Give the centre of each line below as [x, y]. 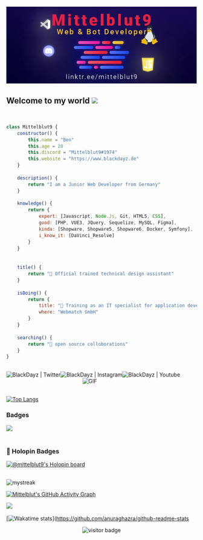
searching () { [35, 337]
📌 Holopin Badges [33, 451]
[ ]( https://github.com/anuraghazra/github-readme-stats [98, 518]
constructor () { [38, 133]
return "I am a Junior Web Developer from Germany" [95, 184]
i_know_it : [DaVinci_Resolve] [76, 235]
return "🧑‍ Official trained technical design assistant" [101, 274]
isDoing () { [32, 293]
